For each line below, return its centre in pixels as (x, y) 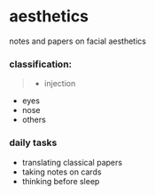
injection (60, 84)
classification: (41, 64)
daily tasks (33, 142)
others (34, 120)
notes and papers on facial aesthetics (77, 41)
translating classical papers (72, 162)
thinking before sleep (61, 181)
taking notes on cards (62, 172)
